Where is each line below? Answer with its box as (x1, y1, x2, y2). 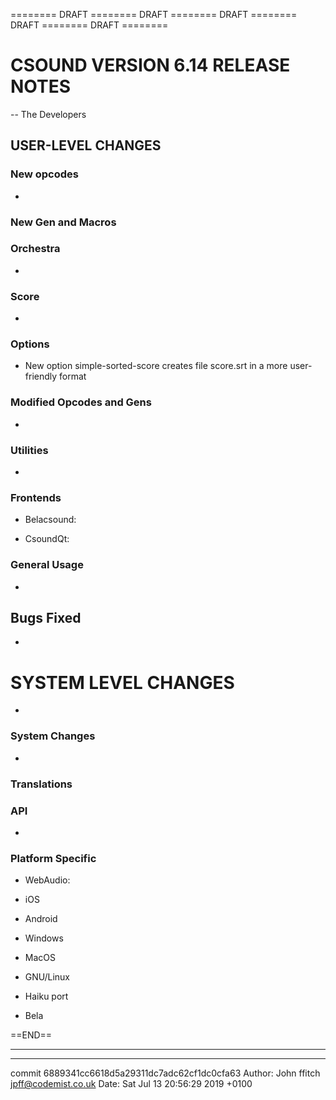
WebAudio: (24, 874, 71, 886)
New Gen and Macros (10, 215, 117, 229)
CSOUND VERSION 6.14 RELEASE (10, 54, 291, 77)
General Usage (10, 558, 84, 572)
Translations (10, 777, 73, 791)
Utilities (10, 443, 49, 457)
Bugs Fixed (10, 610, 82, 627)
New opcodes (10, 167, 79, 181)
